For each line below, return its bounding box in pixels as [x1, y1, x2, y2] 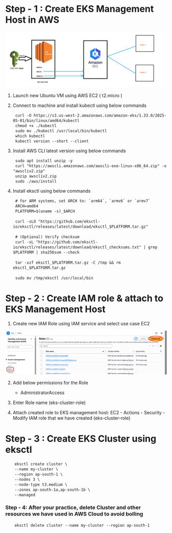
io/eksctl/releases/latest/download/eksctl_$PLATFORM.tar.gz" [12, 224, 148, 229]
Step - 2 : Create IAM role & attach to [5, 292, 164, 304]
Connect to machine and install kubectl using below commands [12, 102, 147, 108]
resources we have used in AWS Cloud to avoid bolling [5, 510, 143, 518]
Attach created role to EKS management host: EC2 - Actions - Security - [12, 409, 165, 415]
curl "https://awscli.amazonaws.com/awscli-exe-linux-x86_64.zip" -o [15, 163, 167, 169]
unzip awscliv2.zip [15, 174, 57, 179]
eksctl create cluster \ [14, 461, 68, 467]
